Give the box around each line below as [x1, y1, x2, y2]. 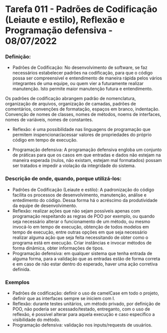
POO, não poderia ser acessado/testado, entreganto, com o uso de [12, 306, 151, 312]
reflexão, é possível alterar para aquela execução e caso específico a [12, 311, 155, 317]
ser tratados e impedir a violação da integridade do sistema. [12, 162, 136, 168]
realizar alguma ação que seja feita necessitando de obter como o [12, 234, 149, 240]
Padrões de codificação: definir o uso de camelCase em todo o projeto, [12, 290, 160, 296]
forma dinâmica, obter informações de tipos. [12, 245, 104, 251]
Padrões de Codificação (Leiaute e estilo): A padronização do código [12, 186, 155, 192]
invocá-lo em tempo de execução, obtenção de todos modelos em [12, 223, 150, 229]
